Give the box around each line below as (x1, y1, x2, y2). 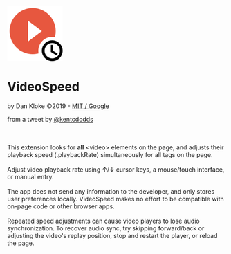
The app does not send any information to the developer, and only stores (7, 187, 215, 195)
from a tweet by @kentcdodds (7, 115, 93, 123)
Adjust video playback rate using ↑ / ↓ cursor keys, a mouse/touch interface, (7, 165, 225, 174)
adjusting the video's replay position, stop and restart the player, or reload (7, 231, 218, 239)
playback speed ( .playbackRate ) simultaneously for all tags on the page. (7, 150, 213, 158)
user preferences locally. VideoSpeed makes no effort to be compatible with (7, 194, 225, 203)
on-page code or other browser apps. (7, 202, 115, 210)
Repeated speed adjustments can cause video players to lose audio (7, 217, 200, 225)
